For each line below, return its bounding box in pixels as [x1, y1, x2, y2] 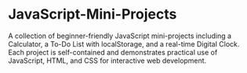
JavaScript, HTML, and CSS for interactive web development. [8, 56, 207, 65]
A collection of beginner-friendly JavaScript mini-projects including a [8, 31, 232, 40]
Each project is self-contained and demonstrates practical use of [8, 47, 218, 57]
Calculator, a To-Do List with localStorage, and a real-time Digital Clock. [8, 39, 240, 48]
